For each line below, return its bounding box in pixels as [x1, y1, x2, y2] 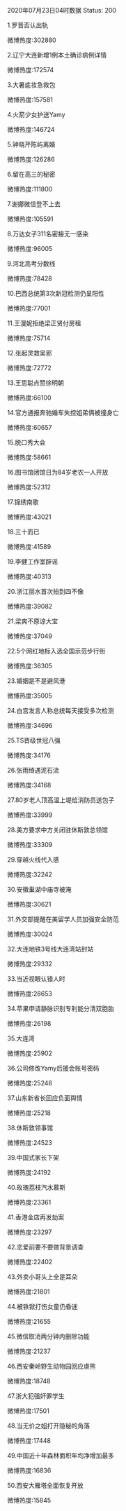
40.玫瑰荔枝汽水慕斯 [7, 1184, 66, 1191]
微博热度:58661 [7, 453, 52, 461]
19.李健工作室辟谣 [7, 557, 58, 566]
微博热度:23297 [7, 1228, 52, 1236]
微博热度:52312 [7, 483, 51, 491]
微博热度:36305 [7, 662, 53, 670]
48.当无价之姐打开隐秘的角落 [7, 1422, 90, 1430]
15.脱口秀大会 [7, 438, 46, 447]
